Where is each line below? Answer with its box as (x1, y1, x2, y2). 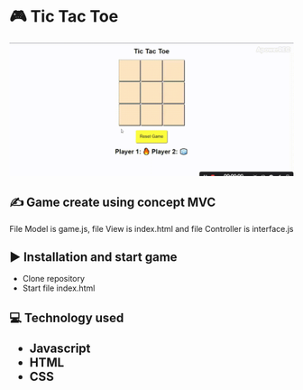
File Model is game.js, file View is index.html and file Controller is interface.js (9, 223, 294, 234)
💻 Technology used (9, 310, 124, 325)
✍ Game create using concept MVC (9, 195, 216, 210)
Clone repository (22, 274, 86, 284)
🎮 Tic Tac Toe (9, 6, 119, 27)
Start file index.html (22, 283, 96, 293)
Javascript (29, 340, 91, 356)
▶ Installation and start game (9, 249, 178, 265)
